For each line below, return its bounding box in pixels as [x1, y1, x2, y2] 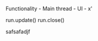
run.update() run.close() [5, 17, 65, 23]
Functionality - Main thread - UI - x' [5, 5, 93, 12]
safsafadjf [5, 28, 30, 35]
